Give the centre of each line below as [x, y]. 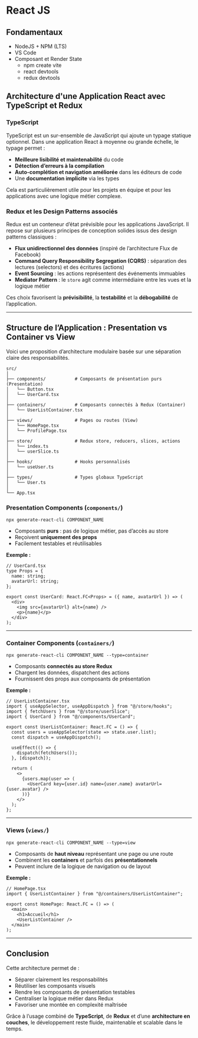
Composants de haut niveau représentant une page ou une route [94, 853]
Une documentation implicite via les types [67, 178]
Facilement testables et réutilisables [58, 544]
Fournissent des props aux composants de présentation [82, 679]
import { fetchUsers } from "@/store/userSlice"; [68, 712]
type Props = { [25, 571]
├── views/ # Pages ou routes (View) [72, 420]
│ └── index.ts [27, 446]
